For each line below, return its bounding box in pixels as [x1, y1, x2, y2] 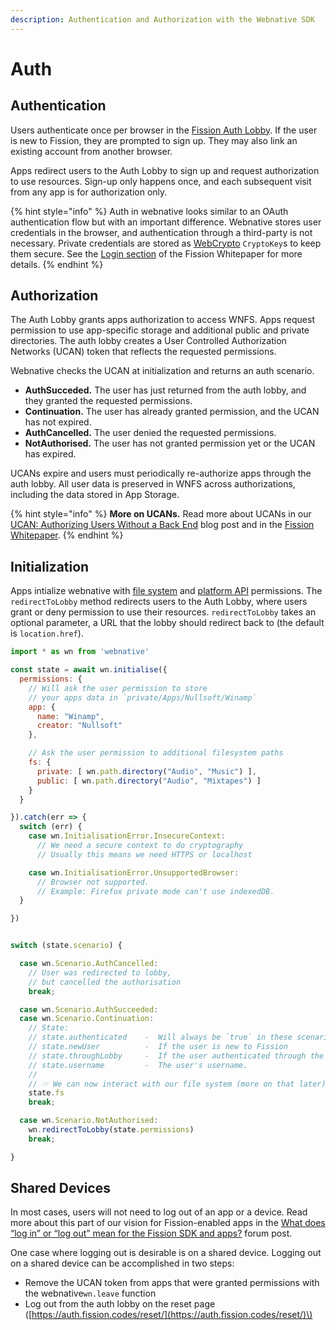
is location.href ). [10, 627, 84, 640]
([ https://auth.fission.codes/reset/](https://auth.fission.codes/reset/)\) [24, 1309, 313, 1321]
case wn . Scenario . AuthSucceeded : [19, 1004, 159, 1015]
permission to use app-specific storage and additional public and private [10, 324, 310, 336]
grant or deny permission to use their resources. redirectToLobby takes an [10, 606, 317, 618]
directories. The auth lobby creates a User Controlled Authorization [10, 335, 287, 347]
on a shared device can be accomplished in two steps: [10, 1257, 235, 1270]
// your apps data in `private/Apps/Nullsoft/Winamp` [28, 692, 257, 703]
